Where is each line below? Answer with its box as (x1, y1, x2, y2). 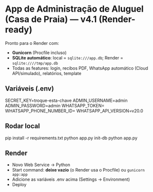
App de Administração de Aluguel (5, 3, 144, 15)
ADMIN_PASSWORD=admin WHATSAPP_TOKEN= (5, 102, 105, 108)
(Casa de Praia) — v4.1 (5, 14, 97, 25)
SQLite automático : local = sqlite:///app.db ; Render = (12, 55, 123, 60)
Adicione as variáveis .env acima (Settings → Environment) (12, 176, 130, 182)
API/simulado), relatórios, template (12, 70, 82, 76)
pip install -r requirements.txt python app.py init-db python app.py (5, 135, 137, 141)
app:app (12, 172, 28, 177)
